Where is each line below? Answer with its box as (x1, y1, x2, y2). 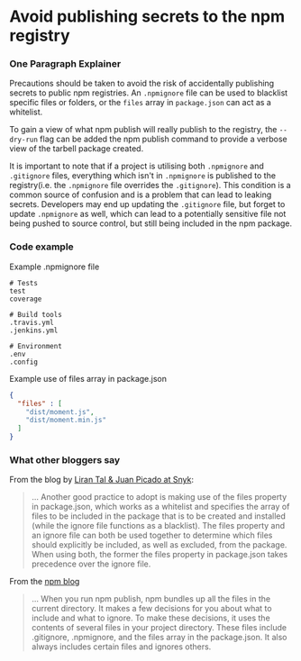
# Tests (9, 278, 39, 287)
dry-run (9, 135, 39, 145)
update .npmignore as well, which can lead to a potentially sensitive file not (9, 209, 287, 220)
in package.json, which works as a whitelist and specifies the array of (31, 502, 290, 512)
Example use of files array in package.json (9, 373, 168, 384)
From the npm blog (9, 576, 80, 587)
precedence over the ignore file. (31, 558, 151, 569)
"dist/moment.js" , (25, 407, 95, 416)
